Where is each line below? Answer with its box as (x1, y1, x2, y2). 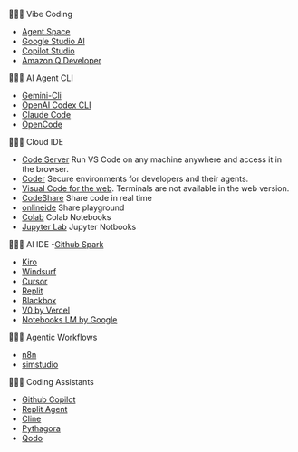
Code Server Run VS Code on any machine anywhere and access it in (21, 154, 283, 165)
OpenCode (21, 119, 62, 130)
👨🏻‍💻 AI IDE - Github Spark (8, 239, 104, 249)
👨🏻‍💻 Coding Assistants (8, 377, 94, 387)
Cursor (21, 276, 48, 286)
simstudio (21, 359, 59, 370)
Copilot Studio (21, 45, 75, 56)
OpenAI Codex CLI (21, 100, 91, 111)
